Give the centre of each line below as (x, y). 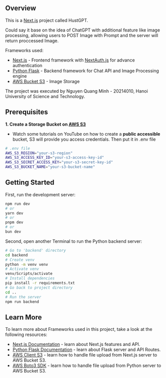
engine (20, 76)
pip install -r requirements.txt (40, 283)
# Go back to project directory (39, 287)
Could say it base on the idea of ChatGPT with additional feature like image (83, 30)
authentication (27, 65)
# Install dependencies (30, 278)
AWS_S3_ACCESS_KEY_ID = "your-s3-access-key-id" (55, 158)
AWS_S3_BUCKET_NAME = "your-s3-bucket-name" (50, 167)
